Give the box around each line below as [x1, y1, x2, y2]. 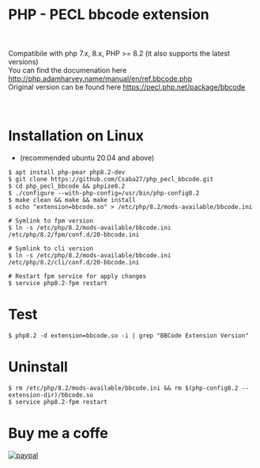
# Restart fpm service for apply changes [8, 272, 147, 280]
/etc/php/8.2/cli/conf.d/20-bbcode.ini [8, 258, 140, 266]
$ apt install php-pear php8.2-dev [8, 168, 126, 176]
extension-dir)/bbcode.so [8, 390, 93, 399]
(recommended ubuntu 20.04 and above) [19, 153, 155, 162]
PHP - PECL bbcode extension [8, 6, 209, 24]
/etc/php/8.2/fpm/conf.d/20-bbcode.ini [8, 230, 140, 238]
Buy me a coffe [8, 424, 109, 442]
